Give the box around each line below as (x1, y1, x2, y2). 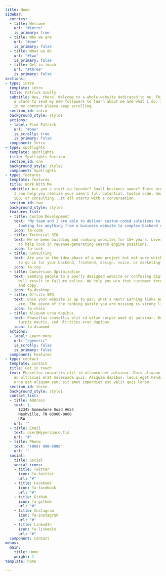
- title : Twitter (14, 467, 50, 472)
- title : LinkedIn (14, 522, 52, 527)
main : (9, 545, 21, 550)
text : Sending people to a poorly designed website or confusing (14, 274, 152, 279)
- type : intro (5, 81, 35, 86)
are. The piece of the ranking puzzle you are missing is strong (18, 301, 156, 307)
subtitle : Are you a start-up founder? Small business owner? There (9, 186, 154, 191)
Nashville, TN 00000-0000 (18, 411, 72, 417)
